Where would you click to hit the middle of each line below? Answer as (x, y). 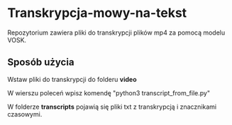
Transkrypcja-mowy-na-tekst (97, 13)
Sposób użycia (41, 63)
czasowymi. (25, 114)
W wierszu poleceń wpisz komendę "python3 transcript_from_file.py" (109, 93)
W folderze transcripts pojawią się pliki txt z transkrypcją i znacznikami (112, 107)
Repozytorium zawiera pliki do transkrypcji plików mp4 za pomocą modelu (116, 32)
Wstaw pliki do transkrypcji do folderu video (72, 79)
